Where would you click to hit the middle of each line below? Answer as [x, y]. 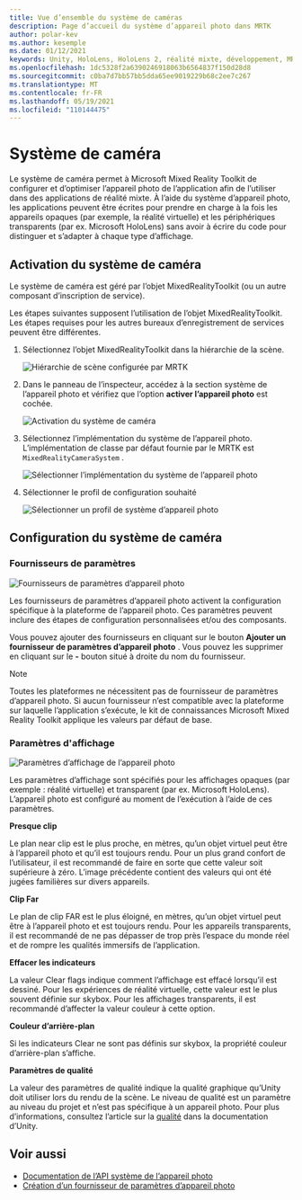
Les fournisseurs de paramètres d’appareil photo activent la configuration [145, 600]
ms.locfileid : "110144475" [60, 110]
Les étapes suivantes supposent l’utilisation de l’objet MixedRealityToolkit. [146, 313]
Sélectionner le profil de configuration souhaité [109, 492]
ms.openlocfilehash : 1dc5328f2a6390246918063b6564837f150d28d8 [130, 68]
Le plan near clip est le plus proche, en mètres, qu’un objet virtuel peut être [148, 843]
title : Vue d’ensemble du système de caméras [96, 18]
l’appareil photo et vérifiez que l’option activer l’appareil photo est [145, 394]
